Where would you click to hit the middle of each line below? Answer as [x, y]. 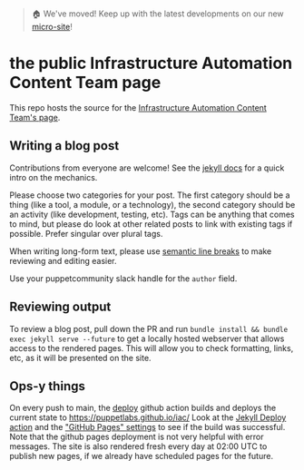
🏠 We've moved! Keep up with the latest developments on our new [157, 14]
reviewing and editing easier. [63, 260]
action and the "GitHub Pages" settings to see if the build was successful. [147, 427]
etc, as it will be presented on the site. [80, 357]
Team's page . [35, 117]
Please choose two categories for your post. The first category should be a [150, 195]
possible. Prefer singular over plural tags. [86, 233]
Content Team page [85, 83]
